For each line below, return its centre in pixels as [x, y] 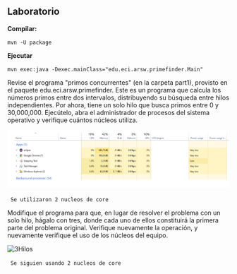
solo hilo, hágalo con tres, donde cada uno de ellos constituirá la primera [113, 220]
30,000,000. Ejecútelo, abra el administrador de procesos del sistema [109, 112]
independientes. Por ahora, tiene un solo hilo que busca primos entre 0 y [113, 105]
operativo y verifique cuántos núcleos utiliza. [73, 120]
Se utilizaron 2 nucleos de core [60, 200]
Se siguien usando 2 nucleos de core [66, 263]
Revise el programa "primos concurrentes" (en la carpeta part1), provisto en [117, 82]
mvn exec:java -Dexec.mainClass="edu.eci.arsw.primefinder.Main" [105, 69]
